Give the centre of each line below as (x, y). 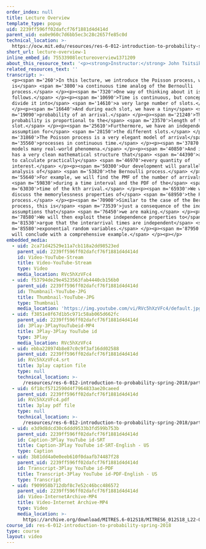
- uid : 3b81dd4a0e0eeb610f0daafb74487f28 (66, 457)
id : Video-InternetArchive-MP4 (57, 497)
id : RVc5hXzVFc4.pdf (44, 400)
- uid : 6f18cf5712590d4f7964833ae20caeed (66, 388)
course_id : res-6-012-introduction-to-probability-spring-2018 (89, 525)
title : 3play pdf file (46, 405)
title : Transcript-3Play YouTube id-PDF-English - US (87, 474)
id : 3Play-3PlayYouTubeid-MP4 (56, 326)
